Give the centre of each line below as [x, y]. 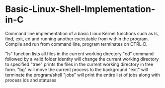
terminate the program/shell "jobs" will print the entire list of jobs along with [82, 75]
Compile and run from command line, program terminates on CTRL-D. [76, 44]
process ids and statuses [31, 80]
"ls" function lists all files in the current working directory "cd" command [80, 54]
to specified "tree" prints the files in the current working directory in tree [79, 64]
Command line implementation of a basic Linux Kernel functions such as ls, [82, 33]
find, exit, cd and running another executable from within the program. [77, 39]
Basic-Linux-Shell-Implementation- [80, 9]
